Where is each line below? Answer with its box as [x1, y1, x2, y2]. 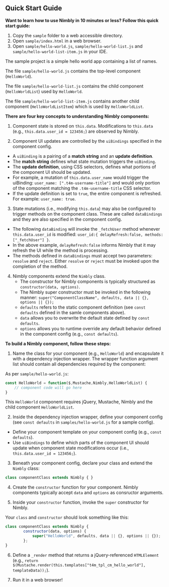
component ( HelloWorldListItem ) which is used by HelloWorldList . [5, 103, 144, 110]
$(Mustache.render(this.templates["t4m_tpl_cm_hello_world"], [12, 562, 146, 567]
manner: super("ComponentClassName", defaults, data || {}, [20, 294, 149, 301]
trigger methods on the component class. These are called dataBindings [12, 211, 162, 217]
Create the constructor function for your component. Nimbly [12, 484, 138, 491]
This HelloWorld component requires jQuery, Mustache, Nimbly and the [5, 399, 153, 405]
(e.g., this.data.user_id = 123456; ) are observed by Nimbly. [12, 128, 139, 134]
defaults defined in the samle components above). [20, 309, 126, 316]
